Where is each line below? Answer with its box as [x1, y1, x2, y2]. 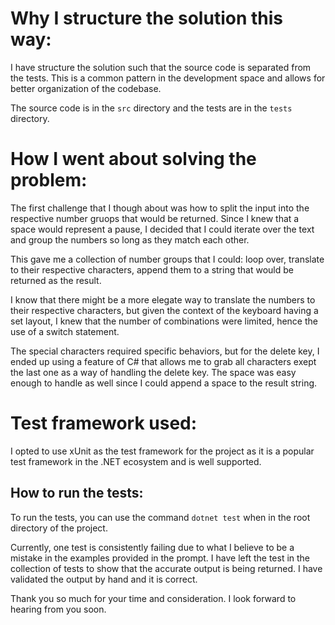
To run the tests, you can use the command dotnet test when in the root [10, 511, 311, 523]
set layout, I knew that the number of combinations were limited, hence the [10, 315, 318, 327]
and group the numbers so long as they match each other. [10, 233, 250, 246]
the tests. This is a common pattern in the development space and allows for [10, 72, 326, 84]
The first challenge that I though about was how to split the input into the [10, 202, 310, 214]
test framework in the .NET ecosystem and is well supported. [10, 455, 262, 467]
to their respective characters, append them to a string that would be [10, 263, 294, 276]
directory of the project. [10, 522, 108, 534]
